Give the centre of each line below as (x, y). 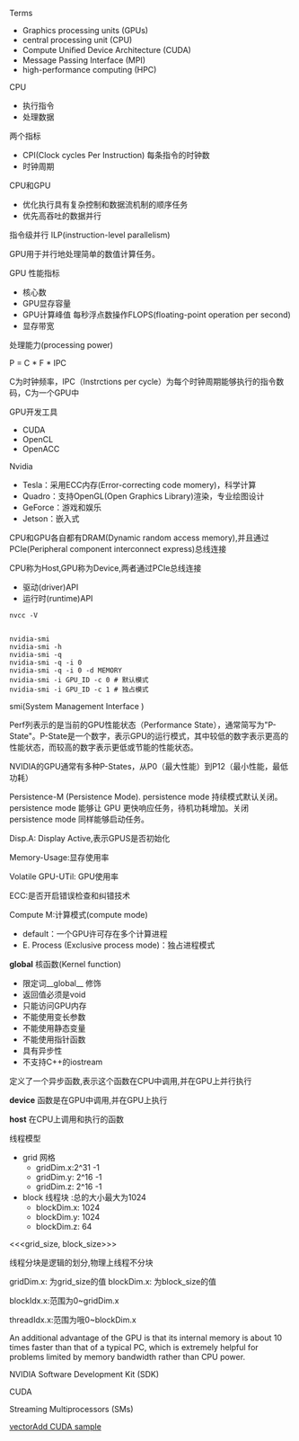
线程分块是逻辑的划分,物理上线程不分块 (82, 1263)
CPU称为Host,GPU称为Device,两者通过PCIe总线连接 (106, 568)
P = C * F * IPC (38, 363)
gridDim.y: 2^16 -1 (69, 1177)
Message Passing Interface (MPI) (84, 60)
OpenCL (38, 439)
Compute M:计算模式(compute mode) (79, 915)
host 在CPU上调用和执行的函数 (66, 1119)
